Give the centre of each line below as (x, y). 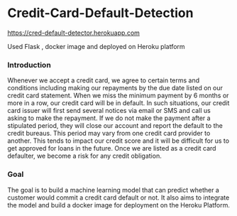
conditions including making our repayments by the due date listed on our (115, 88)
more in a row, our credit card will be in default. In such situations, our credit (118, 103)
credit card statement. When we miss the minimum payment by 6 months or (118, 96)
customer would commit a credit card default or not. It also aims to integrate (118, 198)
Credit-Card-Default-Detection (100, 13)
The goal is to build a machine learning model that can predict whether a (114, 190)
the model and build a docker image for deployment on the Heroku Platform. (119, 205)
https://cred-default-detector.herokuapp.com (74, 33)
